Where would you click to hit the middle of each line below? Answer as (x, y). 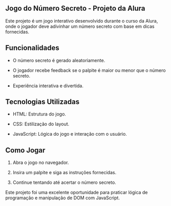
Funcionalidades (33, 48)
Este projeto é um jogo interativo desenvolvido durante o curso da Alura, (82, 21)
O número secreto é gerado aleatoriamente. (59, 60)
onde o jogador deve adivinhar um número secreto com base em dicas (80, 26)
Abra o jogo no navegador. (41, 163)
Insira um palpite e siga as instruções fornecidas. (65, 173)
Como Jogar (25, 150)
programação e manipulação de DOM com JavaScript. (63, 198)
